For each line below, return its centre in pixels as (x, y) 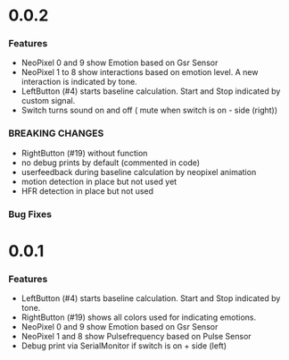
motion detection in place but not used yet (99, 181)
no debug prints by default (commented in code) (111, 163)
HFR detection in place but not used (87, 191)
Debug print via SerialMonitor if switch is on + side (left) (124, 346)
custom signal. (48, 101)
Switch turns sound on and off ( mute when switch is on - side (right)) (149, 110)
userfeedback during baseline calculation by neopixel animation (139, 172)
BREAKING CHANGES (56, 133)
